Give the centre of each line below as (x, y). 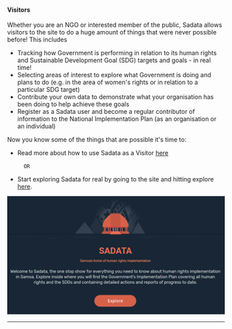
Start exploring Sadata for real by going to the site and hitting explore (115, 179)
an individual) (36, 126)
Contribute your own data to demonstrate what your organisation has (115, 97)
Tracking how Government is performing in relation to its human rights (117, 53)
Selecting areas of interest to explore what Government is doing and (114, 75)
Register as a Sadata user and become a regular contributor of (106, 112)
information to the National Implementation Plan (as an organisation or (117, 119)
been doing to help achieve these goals (73, 104)
